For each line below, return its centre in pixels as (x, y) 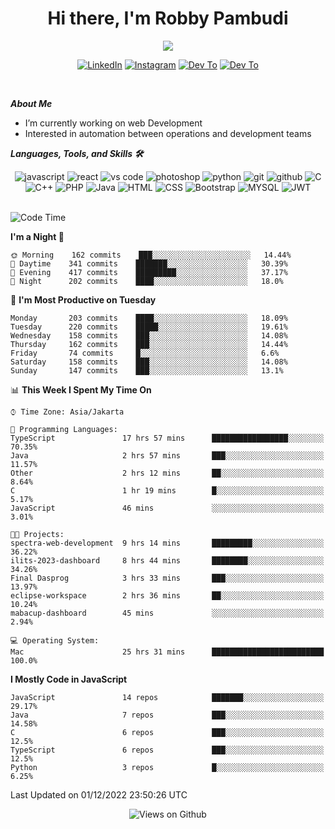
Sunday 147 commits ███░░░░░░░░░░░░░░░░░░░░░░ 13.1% (147, 370)
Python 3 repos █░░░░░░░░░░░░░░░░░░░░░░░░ (167, 767)
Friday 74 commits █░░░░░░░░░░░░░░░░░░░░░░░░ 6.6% (145, 353)
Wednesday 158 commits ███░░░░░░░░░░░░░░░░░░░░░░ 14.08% (149, 335)
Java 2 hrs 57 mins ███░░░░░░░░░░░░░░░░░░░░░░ (167, 455)
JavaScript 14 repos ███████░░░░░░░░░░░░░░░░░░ (167, 697)
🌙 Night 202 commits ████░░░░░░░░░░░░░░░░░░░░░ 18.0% (147, 281)
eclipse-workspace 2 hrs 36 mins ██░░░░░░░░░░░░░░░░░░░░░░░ (167, 595)
